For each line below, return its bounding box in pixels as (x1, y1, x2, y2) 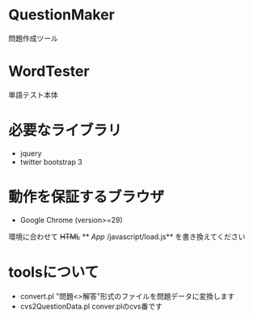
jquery (19, 148, 42, 158)
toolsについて (8, 262, 99, 281)
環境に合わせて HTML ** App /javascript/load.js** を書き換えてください (8, 232, 246, 241)
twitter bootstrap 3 (19, 157, 82, 166)
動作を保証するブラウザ (8, 188, 165, 206)
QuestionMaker (8, 6, 116, 24)
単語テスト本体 (8, 90, 58, 99)
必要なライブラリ (8, 121, 123, 140)
